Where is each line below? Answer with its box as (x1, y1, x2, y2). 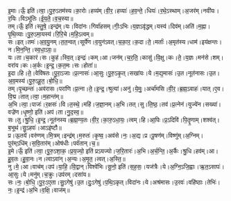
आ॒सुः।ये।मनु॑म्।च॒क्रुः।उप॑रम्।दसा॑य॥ (8, 171, 91, 178)
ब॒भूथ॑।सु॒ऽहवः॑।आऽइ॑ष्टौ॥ (8, 123, 62, 132)
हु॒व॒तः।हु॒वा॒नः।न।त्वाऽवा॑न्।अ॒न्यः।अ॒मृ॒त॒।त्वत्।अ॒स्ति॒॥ (8, 155, 126, 163)
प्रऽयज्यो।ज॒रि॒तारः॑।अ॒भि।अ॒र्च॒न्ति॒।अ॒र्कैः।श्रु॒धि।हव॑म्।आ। (94, 147, 219, 155)
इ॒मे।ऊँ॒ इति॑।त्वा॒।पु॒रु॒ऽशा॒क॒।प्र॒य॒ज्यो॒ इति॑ (8, 147, 94, 155)
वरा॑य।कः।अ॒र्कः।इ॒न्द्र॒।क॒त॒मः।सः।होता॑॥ (8, 61, 97, 69)
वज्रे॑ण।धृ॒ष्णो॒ (8, 108, 33, 116)
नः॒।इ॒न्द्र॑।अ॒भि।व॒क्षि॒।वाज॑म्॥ (8, 186, 70, 194)
